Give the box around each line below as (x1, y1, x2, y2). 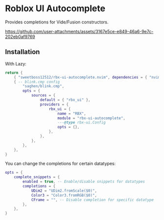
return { (5, 70, 23, 75)
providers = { (40, 102, 69, 107)
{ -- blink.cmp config (14, 79, 60, 84)
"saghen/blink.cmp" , (22, 84, 64, 89)
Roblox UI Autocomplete (5, 3, 106, 14)
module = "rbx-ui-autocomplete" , (57, 116, 125, 120)
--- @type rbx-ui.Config (57, 120, 106, 125)
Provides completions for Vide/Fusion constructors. (5, 19, 109, 25)
